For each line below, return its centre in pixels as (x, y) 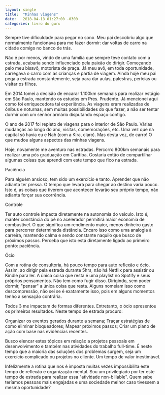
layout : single (21, 10)
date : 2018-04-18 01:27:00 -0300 (42, 19)
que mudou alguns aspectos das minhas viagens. (55, 140)
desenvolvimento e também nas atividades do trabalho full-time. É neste (79, 346)
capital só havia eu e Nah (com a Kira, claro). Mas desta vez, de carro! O (79, 135)
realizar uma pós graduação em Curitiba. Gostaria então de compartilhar (79, 155)
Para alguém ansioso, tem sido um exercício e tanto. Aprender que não (77, 179)
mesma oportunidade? (28, 388)
